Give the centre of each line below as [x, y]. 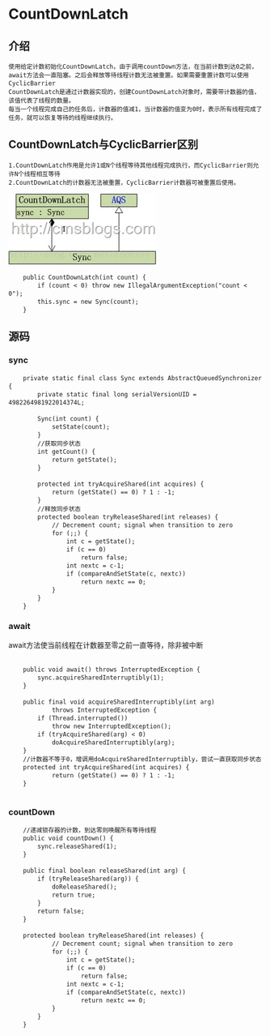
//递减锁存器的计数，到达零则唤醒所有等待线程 [90, 831]
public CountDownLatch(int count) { [85, 277]
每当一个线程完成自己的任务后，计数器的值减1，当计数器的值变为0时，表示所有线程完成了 [135, 109]
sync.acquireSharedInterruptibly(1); [101, 678]
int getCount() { [66, 452]
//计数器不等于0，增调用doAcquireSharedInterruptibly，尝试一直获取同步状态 [142, 759]
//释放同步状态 [59, 509]
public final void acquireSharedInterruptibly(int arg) [119, 702]
